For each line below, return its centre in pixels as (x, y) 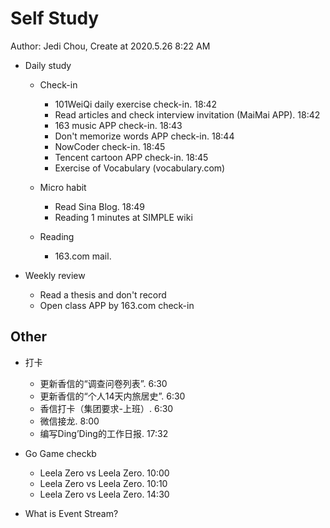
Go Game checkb (60, 453)
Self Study (55, 18)
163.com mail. (83, 256)
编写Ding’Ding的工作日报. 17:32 (104, 433)
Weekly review (55, 275)
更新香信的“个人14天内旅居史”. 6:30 (112, 396)
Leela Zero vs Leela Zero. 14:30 (104, 494)
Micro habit (63, 187)
